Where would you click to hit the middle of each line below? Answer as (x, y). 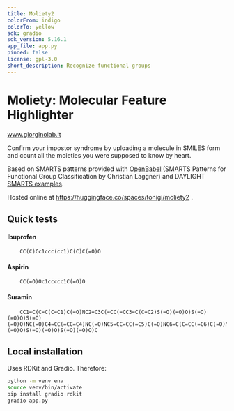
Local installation (45, 351)
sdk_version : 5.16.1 (37, 40)
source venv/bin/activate (45, 388)
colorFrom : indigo (34, 20)
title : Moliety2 (31, 14)
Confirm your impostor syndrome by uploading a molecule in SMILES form (114, 148)
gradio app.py (28, 401)
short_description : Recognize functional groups (79, 66)
